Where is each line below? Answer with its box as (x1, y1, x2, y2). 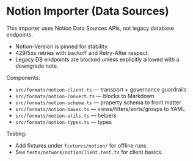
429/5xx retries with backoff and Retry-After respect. (15, 49, 150, 56)
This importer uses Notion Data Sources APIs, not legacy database (6, 24, 174, 32)
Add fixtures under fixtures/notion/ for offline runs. (15, 141, 148, 149)
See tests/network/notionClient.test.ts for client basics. (15, 148, 163, 156)
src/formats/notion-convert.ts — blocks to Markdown (15, 92, 155, 99)
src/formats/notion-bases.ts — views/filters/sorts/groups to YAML (15, 105, 186, 112)
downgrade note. (15, 62, 59, 70)
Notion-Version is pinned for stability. (15, 43, 109, 50)
